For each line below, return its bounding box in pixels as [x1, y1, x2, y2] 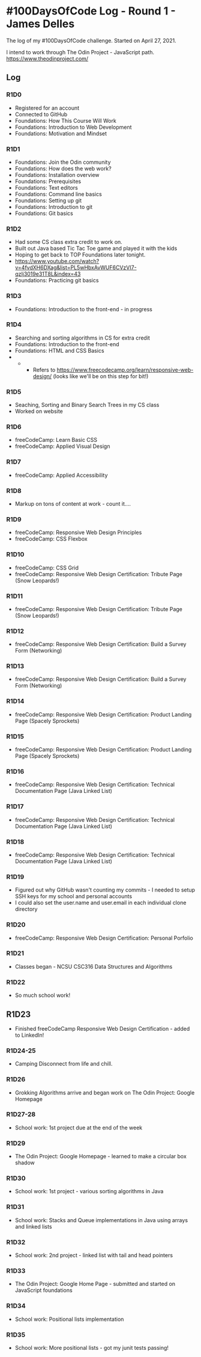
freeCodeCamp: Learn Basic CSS [14, 436, 98, 444]
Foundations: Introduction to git [14, 203, 93, 210]
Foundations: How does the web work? [14, 164, 112, 172]
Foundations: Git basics [14, 210, 73, 217]
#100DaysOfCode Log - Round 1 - [6, 4, 176, 18]
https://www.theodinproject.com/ [6, 55, 89, 62]
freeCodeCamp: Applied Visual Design [14, 442, 110, 450]
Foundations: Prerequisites [14, 178, 82, 185]
